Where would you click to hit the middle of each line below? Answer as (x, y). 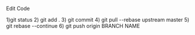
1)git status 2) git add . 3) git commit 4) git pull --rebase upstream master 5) (98, 20)
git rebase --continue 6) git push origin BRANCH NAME (73, 26)
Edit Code (18, 8)
